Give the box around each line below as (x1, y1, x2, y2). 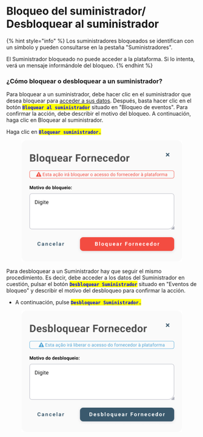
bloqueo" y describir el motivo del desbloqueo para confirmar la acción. (6, 287, 186, 295)
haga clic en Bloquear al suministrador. (6, 116, 104, 124)
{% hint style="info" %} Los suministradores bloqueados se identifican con (6, 37, 194, 44)
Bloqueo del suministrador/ (6, 4, 147, 18)
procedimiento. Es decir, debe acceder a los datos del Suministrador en (6, 274, 185, 281)
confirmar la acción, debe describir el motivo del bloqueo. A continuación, (6, 110, 191, 118)
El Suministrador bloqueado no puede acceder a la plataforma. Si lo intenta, (6, 55, 195, 62)
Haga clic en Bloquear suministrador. (6, 128, 102, 136)
